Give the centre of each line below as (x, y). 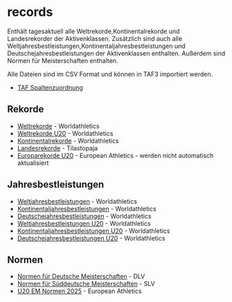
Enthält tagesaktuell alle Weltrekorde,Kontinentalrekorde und (93, 31)
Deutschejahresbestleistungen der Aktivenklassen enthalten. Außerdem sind (116, 53)
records (30, 12)
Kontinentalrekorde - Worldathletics (68, 141)
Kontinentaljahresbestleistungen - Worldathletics (87, 208)
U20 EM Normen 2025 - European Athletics (79, 291)
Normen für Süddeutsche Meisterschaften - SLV (86, 284)
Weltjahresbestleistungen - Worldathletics (77, 201)
